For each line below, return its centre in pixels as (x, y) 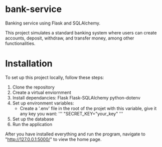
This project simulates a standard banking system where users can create (81, 32)
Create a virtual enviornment (42, 92)
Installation (29, 64)
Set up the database (33, 119)
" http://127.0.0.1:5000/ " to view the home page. (53, 139)
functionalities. (20, 43)
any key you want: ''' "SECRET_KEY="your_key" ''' (72, 113)
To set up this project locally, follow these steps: (55, 77)
